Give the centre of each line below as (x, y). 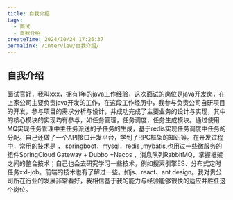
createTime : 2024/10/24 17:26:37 (55, 40)
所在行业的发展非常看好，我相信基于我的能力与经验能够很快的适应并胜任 (116, 181)
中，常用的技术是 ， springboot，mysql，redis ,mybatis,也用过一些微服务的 (115, 146)
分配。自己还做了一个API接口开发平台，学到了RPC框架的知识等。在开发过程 (115, 137)
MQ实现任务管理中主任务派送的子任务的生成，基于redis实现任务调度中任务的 (116, 128)
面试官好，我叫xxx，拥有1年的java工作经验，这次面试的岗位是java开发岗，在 (116, 94)
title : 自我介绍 (28, 14)
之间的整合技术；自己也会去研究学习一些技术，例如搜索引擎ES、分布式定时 (114, 163)
